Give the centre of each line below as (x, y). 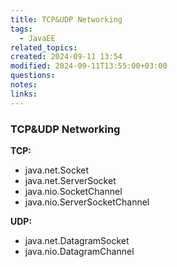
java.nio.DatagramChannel (79, 251)
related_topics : (44, 47)
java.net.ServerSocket (70, 180)
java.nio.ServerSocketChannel (87, 202)
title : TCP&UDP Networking (66, 19)
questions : (33, 76)
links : (24, 94)
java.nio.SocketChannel (73, 191)
